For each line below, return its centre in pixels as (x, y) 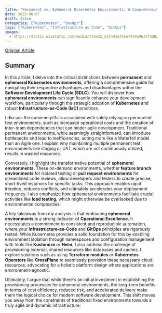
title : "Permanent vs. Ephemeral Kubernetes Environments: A (68, 9)
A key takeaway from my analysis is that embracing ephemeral (67, 213)
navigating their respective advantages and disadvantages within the (74, 87)
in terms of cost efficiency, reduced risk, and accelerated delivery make (76, 290)
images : (13, 32)
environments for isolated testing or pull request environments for (72, 173)
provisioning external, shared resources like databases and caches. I (73, 250)
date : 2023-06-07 (22, 14)
